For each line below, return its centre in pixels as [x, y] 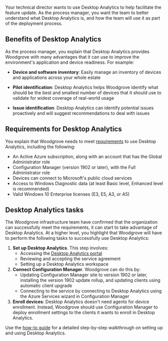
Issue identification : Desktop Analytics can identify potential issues [83, 108]
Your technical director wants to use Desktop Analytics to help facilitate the [83, 7]
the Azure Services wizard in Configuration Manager [75, 296]
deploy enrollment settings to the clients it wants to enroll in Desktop [84, 313]
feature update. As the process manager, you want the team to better [77, 13]
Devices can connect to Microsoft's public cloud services [72, 178]
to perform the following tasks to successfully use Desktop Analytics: [77, 238]
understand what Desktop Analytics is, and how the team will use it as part [83, 18]
